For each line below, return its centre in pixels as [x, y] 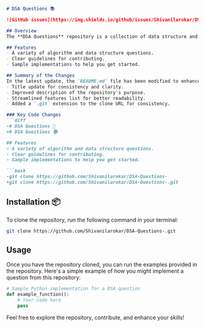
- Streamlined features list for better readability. [76, 98]
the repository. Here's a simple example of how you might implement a [95, 271]
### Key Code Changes [34, 115]
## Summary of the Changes [41, 76]
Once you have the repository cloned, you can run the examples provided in [102, 265]
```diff [16, 121]
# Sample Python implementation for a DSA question [73, 289]
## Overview [21, 31]
